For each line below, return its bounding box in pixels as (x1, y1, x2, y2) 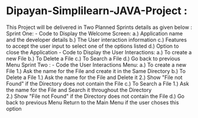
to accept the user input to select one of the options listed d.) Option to (6, 42, 179, 50)
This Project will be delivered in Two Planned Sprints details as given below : (6, 24, 192, 31)
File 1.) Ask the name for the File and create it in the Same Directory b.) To (6, 67, 186, 74)
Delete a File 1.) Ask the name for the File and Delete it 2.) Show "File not (6, 74, 183, 81)
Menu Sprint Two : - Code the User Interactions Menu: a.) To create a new (6, 61, 187, 68)
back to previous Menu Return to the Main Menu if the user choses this (6, 99, 179, 106)
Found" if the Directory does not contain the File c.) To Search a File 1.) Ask (6, 80, 189, 87)
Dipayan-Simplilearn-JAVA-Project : (6, 4, 188, 18)
